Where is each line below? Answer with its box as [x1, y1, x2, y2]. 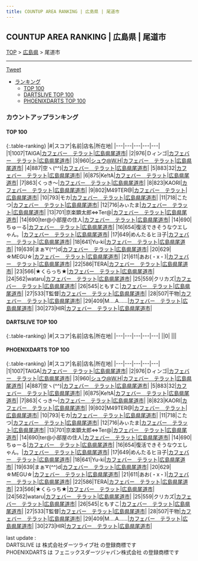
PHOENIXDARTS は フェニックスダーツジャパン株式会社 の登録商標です [6, 549, 180, 556]
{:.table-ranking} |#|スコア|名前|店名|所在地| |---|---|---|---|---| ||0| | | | [6, 332, 177, 340]
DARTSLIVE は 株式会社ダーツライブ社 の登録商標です [6, 541, 137, 548]
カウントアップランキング [6, 113, 78, 122]
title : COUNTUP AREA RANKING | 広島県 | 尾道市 [6, 8, 120, 15]
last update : [6, 534, 37, 541]
